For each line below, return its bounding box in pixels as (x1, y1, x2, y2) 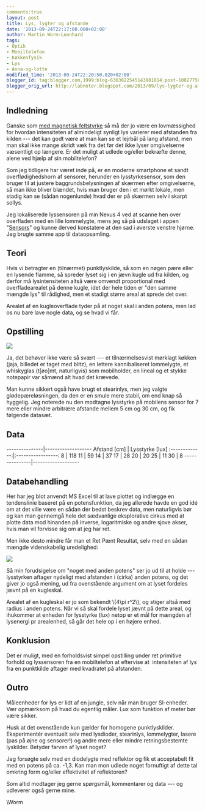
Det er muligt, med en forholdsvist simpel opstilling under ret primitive (6, 652, 182, 659)
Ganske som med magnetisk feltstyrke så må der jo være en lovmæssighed (6, 122, 196, 129)
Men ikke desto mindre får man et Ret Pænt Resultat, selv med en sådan (6, 537, 188, 545)
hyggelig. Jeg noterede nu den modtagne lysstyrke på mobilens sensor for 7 (6, 399, 199, 406)
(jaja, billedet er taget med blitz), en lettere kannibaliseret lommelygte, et (6, 361, 189, 368)
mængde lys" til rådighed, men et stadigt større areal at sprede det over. (6, 290, 188, 298)
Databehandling (6, 476, 69, 487)
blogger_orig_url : (6, 83, 53, 89)
